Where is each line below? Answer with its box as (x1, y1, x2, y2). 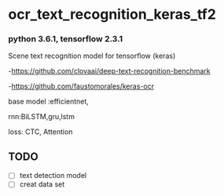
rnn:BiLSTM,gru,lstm (8, 112, 75, 122)
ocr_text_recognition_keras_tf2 (8, 5, 216, 24)
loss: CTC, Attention (8, 127, 73, 136)
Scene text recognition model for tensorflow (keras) (8, 51, 176, 60)
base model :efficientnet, (8, 96, 89, 107)
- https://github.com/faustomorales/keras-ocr (8, 82, 155, 91)
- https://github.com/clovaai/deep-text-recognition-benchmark (8, 67, 211, 76)
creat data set (19, 180, 65, 189)
